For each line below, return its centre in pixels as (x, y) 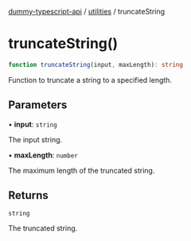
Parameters (38, 105)
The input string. (35, 139)
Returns (29, 195)
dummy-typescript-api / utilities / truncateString (87, 12)
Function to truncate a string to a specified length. (90, 80)
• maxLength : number (43, 155)
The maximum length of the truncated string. (82, 170)
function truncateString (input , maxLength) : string (95, 64)
